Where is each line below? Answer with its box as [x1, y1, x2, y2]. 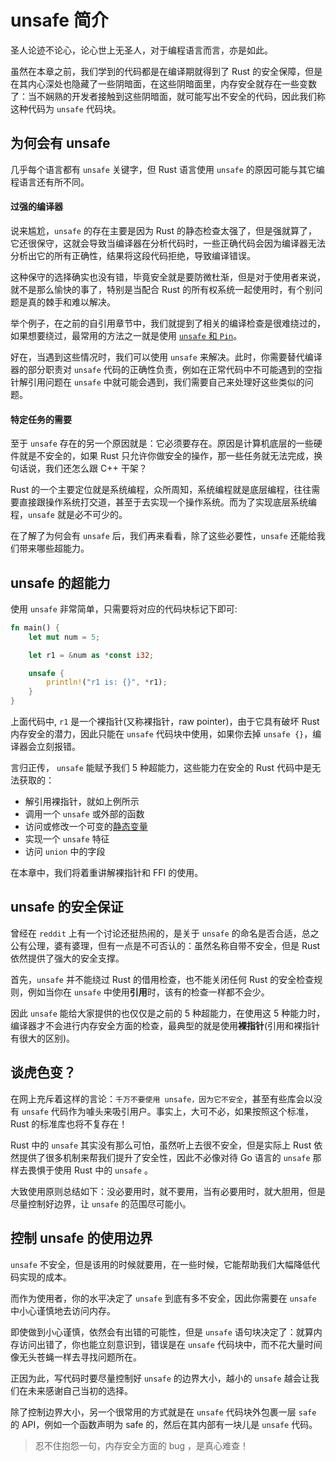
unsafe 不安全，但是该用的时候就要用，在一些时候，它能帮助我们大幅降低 [10, 1258, 312, 1270]
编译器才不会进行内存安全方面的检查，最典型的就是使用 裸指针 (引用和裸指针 [10, 1019, 321, 1031]
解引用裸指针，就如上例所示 [24, 796, 140, 808]
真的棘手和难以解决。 [27, 296, 116, 308]
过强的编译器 [10, 201, 63, 213]
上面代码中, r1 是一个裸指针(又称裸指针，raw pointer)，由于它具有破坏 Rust [10, 716, 320, 728]
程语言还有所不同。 [10, 176, 90, 188]
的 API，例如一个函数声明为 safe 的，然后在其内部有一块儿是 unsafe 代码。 [10, 1418, 318, 1430]
